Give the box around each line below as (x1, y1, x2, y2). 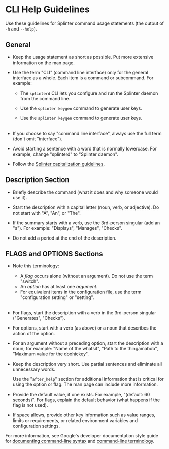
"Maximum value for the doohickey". (12, 351, 89, 357)
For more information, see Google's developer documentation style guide (5, 433, 159, 439)
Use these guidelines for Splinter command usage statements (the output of (5, 20, 164, 26)
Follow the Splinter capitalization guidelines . (12, 161, 105, 167)
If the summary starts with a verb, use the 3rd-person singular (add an (12, 220, 160, 226)
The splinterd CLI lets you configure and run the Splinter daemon (20, 90, 158, 96)
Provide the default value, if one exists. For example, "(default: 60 (12, 392, 150, 398)
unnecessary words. (12, 366, 56, 372)
